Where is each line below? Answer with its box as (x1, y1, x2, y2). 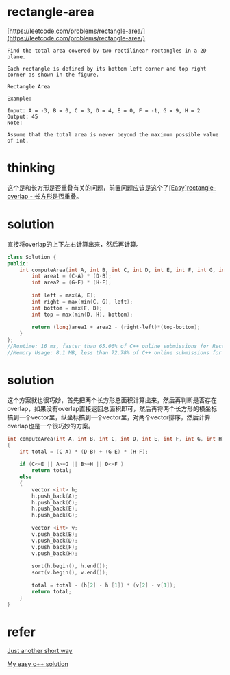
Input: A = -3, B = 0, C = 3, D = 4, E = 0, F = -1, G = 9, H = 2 (7, 107, 201, 114)
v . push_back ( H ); (31, 550, 78, 557)
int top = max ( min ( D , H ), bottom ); (31, 311, 133, 318)
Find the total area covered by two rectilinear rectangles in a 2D (7, 47, 207, 54)
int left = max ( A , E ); (31, 292, 97, 299)
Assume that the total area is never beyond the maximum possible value (7, 131, 219, 138)
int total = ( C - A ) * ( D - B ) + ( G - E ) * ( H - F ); (19, 448, 149, 455)
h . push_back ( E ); (31, 505, 78, 513)
